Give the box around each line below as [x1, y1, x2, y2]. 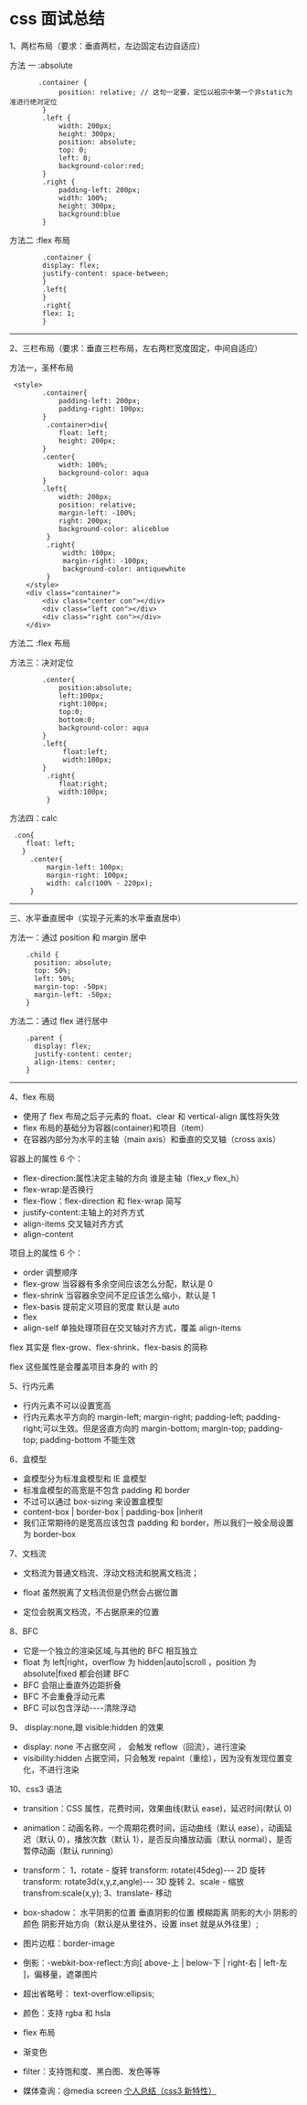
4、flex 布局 [9, 1091, 56, 1102]
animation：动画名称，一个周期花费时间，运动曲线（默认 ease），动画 [22, 1822, 285, 1833]
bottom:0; [58, 715, 96, 724]
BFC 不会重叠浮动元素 [22, 1691, 106, 1702]
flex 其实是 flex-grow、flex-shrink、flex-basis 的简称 [9, 1341, 208, 1352]
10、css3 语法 [9, 1783, 62, 1794]
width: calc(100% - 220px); [46, 879, 153, 888]
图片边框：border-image [22, 1938, 115, 1949]
